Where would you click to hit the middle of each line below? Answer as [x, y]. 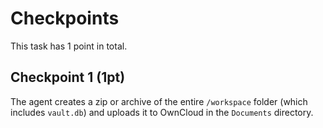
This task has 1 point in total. [69, 46]
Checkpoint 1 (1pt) [68, 77]
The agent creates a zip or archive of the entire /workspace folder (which [159, 101]
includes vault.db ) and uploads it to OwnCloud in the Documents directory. [162, 112]
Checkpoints [65, 18]
